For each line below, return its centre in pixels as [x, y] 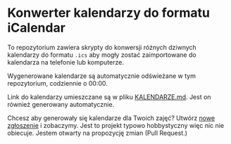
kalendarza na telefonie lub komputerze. [66, 62]
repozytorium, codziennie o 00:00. [57, 83]
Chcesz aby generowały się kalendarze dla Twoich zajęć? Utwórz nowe [111, 118]
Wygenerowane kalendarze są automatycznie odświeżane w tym [101, 76]
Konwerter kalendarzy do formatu [108, 13]
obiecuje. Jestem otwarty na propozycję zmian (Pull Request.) [98, 133]
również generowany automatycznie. [61, 104]
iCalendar [36, 28]
